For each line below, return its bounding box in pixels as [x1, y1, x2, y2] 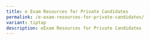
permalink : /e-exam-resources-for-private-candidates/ [6, 14, 145, 20]
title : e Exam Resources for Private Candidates [6, 8, 129, 15]
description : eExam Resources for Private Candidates [6, 25, 142, 31]
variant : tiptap [6, 19, 46, 25]
